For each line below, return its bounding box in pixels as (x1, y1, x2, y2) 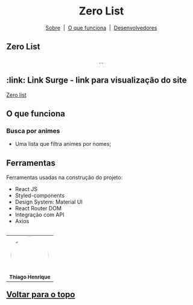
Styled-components (14, 192, 65, 200)
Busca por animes (6, 127, 60, 135)
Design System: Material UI (14, 198, 83, 206)
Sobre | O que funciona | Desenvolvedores (45, 24, 157, 31)
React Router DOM (14, 205, 62, 212)
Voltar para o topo (6, 289, 75, 300)
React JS (14, 186, 38, 193)
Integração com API (14, 211, 65, 218)
